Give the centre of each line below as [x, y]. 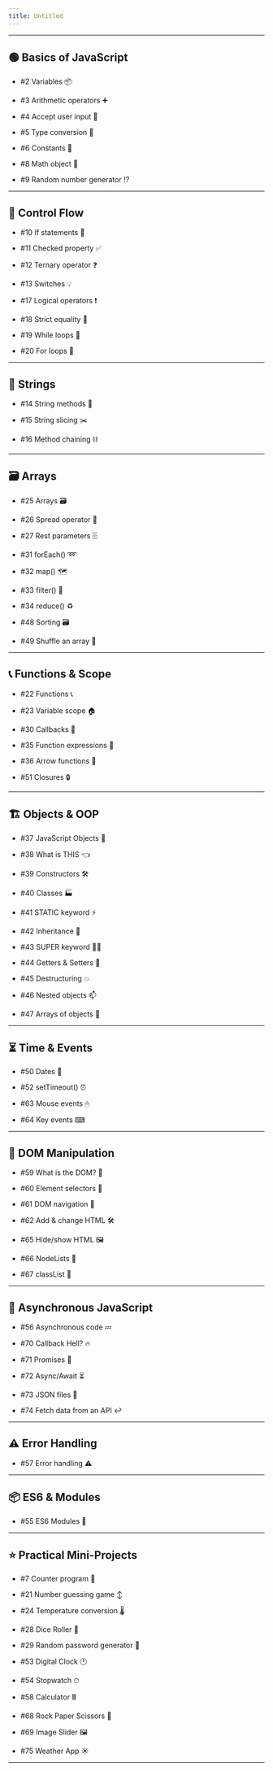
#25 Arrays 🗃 [43, 500]
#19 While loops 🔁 [50, 335]
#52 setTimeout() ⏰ [53, 1087]
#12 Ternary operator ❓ [58, 265]
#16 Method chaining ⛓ [59, 439]
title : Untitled [36, 16]
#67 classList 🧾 [45, 1274]
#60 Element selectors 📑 [61, 1189]
